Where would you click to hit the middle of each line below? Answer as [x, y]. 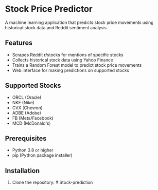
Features [19, 43]
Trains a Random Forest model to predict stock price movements [77, 65]
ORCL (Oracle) [27, 97]
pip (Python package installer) [42, 155]
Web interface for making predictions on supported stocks [71, 70]
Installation [22, 171]
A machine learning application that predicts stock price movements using [79, 22]
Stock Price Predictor [49, 9]
